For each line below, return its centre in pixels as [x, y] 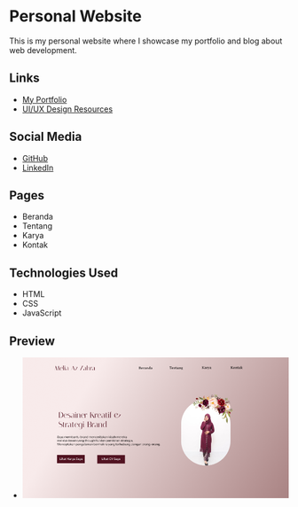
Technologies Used [63, 273]
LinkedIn [38, 168]
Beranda [37, 217]
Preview [32, 341]
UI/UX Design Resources [67, 109]
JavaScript [42, 313]
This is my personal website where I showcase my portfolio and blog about [146, 41]
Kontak [35, 245]
